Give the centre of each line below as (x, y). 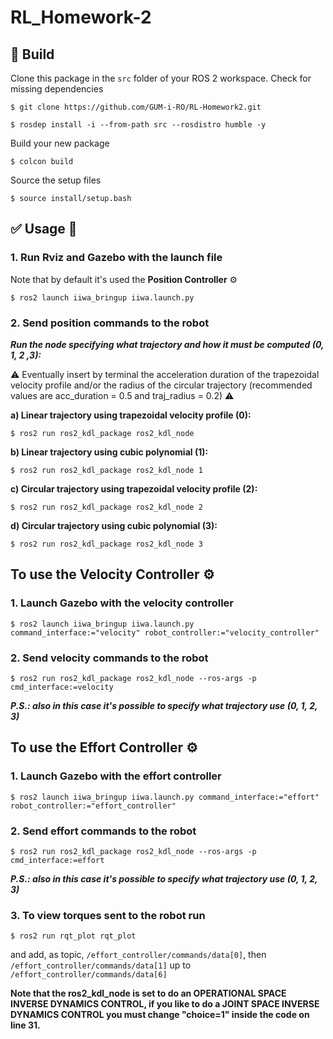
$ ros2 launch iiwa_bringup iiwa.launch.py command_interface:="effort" (165, 797)
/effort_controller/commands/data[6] (89, 975)
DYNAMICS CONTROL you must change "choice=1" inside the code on (160, 1015)
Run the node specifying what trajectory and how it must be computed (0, (167, 344)
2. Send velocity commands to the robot (109, 658)
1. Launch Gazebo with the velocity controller (122, 603)
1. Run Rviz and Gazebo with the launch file (116, 258)
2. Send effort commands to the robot (103, 831)
